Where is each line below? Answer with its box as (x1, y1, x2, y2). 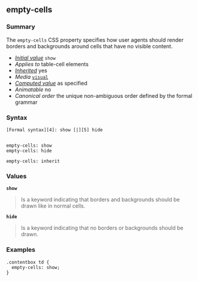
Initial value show (14, 54, 56, 61)
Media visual (14, 73, 48, 80)
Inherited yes (14, 67, 48, 74)
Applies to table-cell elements (14, 60, 89, 67)
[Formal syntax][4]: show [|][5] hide (6, 126, 103, 133)
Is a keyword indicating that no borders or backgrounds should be (20, 224, 184, 231)
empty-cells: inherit (6, 158, 60, 164)
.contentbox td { (6, 259, 50, 265)
